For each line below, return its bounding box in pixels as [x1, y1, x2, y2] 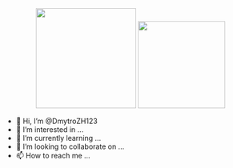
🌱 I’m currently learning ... [15, 134, 102, 142]
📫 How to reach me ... [15, 151, 90, 160]
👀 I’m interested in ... [15, 125, 84, 134]
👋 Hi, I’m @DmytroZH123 [15, 116, 98, 126]
